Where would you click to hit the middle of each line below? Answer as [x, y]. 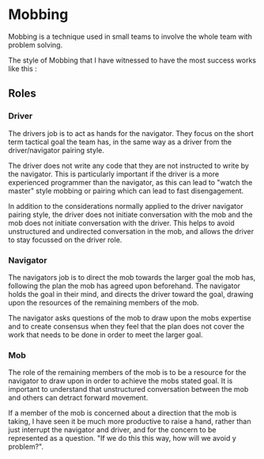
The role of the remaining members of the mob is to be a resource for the [127, 373]
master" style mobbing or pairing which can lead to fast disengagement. [126, 191]
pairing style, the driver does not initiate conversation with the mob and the [130, 214]
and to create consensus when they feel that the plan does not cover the [126, 326]
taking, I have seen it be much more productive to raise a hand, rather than [130, 422]
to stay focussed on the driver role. [65, 240]
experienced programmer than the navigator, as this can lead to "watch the [130, 182]
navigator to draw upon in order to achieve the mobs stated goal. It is [121, 381]
